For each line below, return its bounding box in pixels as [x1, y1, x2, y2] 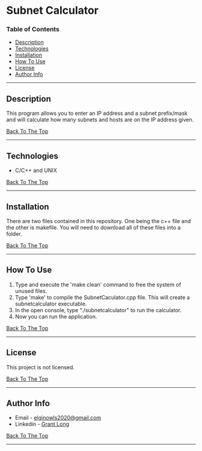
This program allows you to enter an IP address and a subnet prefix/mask [6, 109, 188, 117]
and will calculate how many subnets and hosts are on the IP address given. [6, 116, 194, 123]
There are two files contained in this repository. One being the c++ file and [6, 217, 191, 224]
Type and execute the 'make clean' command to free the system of [14, 281, 182, 288]
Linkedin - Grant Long [14, 420, 70, 428]
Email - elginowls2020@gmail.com [14, 414, 102, 422]
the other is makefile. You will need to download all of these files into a [6, 224, 181, 231]
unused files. [14, 287, 47, 295]
